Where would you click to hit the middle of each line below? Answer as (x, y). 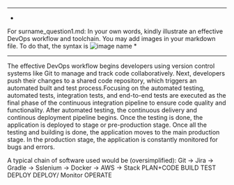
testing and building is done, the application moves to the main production (114, 132)
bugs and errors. (31, 147)
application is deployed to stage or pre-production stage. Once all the (107, 125)
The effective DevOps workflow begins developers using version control (111, 66)
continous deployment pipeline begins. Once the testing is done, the (105, 117)
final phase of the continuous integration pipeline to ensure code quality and (117, 103)
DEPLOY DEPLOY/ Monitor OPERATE (60, 175)
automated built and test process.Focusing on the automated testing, (106, 88)
